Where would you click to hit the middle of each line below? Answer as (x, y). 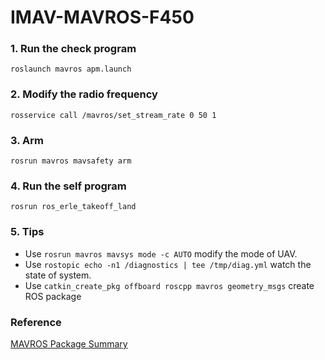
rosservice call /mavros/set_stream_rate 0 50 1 (113, 115)
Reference (36, 322)
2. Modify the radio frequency (84, 94)
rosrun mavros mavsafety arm (71, 161)
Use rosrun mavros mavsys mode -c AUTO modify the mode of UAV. (161, 253)
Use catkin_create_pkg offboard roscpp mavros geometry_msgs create (169, 285)
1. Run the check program (73, 49)
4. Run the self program (68, 186)
